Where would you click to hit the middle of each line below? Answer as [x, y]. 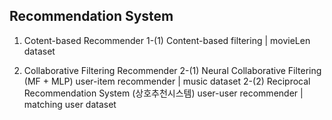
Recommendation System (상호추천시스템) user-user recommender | [163, 93]
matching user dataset [70, 104]
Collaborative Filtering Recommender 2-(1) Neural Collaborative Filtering [172, 70]
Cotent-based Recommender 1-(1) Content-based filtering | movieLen [167, 40]
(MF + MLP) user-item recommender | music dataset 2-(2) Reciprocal [167, 81]
